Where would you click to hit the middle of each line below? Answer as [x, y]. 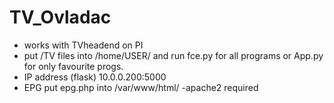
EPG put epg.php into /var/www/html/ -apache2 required [141, 87]
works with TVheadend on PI [83, 45]
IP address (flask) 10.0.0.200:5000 [95, 77]
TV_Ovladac [60, 17]
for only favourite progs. [73, 66]
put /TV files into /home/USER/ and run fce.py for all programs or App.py [173, 55]
